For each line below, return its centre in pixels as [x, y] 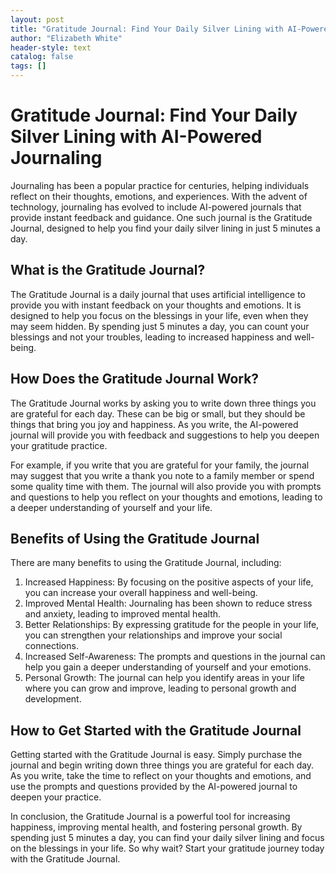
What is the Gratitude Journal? [108, 270]
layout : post [37, 19]
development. [53, 699]
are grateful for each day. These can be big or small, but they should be [158, 413]
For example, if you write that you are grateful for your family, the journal [160, 465]
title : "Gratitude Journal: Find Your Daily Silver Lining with [147, 29]
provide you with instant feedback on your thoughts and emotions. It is [156, 305]
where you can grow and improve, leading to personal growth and [160, 688]
